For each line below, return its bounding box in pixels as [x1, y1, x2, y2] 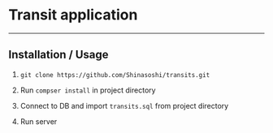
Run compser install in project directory [19, 85, 156, 95]
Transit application [8, 6, 138, 24]
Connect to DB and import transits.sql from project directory [19, 101, 229, 110]
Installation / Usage [8, 48, 109, 62]
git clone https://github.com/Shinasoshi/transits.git [19, 71, 210, 79]
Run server [19, 116, 58, 127]
